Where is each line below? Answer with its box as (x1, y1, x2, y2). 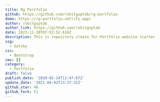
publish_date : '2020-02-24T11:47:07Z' (5, 76, 85, 80)
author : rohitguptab (5, 21, 48, 26)
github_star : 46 (5, 84, 38, 90)
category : (5, 62, 26, 67)
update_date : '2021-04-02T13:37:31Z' (5, 80, 83, 85)
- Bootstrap (9, 52, 34, 58)
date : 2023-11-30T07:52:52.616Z (5, 30, 71, 35)
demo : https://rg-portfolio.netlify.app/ (5, 16, 92, 21)
